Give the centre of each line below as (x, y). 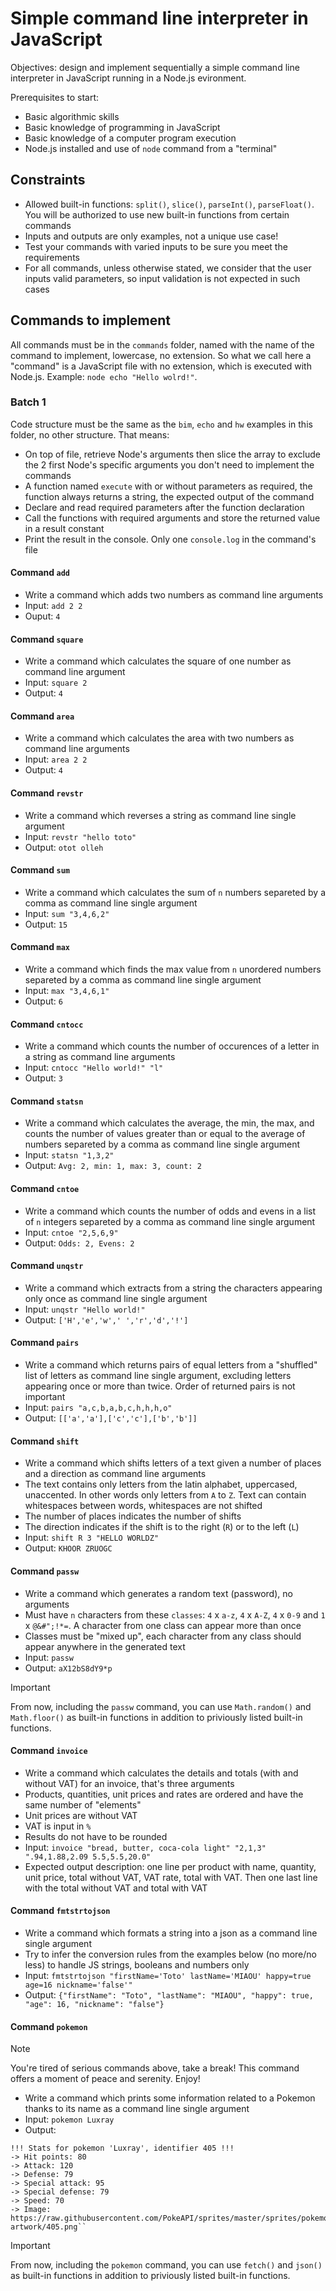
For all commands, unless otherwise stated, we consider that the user (168, 268)
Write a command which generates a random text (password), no (158, 1593)
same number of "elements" (83, 1804)
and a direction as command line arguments (115, 1474)
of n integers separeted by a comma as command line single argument (170, 1221)
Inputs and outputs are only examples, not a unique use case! (151, 236)
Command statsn (47, 1101)
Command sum (40, 870)
